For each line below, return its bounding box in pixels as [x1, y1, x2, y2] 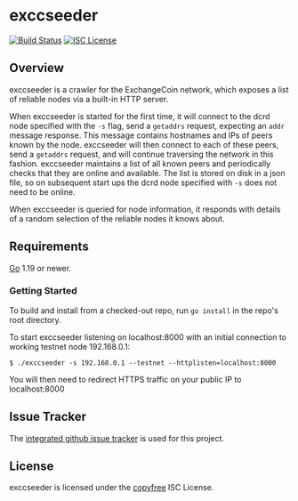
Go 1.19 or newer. [9, 263, 72, 273]
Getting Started [9, 285, 77, 297]
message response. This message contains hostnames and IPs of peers [9, 130, 273, 141]
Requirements [9, 239, 89, 255]
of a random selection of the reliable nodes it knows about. [9, 213, 225, 223]
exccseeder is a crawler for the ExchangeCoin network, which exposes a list [9, 84, 289, 94]
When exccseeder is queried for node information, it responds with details [9, 204, 281, 214]
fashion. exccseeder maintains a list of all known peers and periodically [9, 158, 271, 169]
